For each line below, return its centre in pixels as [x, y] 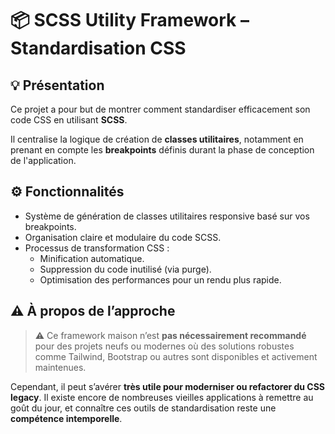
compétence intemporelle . [66, 418]
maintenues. [60, 367]
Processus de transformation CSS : [97, 248]
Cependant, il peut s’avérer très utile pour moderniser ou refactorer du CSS [168, 386]
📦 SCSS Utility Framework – [130, 20]
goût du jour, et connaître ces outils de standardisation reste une [143, 408]
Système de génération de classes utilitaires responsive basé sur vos [167, 216]
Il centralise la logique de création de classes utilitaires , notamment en [157, 139]
